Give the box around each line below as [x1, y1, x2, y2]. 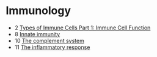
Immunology [5, 4, 71, 18]
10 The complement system [14, 37, 85, 44]
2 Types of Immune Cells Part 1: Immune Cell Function [14, 24, 151, 31]
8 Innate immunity [14, 30, 60, 37]
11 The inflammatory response [14, 44, 90, 51]
